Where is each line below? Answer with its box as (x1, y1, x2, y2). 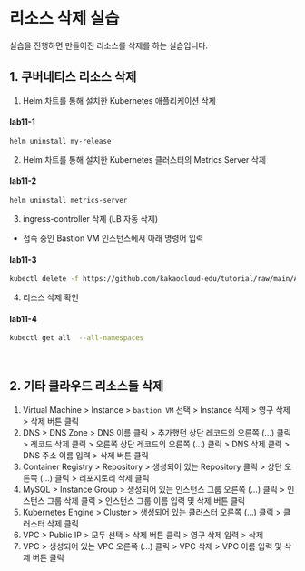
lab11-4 (9, 313, 38, 324)
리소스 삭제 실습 (9, 8, 120, 29)
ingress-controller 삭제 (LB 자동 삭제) (22, 213, 159, 224)
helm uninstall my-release (9, 136, 112, 145)
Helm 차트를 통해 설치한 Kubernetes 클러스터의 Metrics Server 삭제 (22, 154, 266, 165)
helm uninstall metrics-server (9, 196, 128, 205)
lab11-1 (9, 116, 35, 127)
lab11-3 (9, 254, 37, 265)
